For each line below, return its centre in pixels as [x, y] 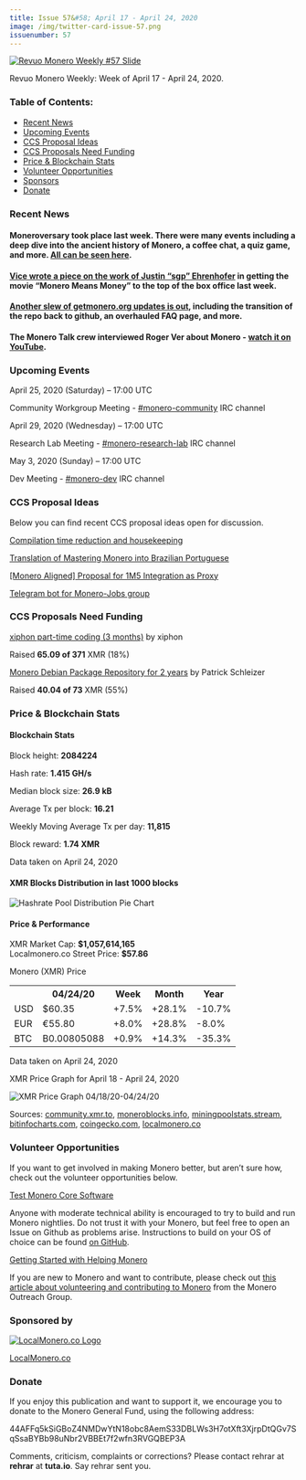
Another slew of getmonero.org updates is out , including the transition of [151, 306]
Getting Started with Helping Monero [79, 1259]
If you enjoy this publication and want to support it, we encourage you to [146, 1401]
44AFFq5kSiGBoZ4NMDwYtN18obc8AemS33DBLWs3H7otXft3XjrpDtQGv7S [153, 1429]
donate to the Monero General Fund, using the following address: [132, 1411]
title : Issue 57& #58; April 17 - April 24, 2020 [104, 18]
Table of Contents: [52, 102]
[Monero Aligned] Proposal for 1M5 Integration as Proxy [114, 576]
